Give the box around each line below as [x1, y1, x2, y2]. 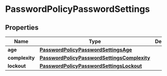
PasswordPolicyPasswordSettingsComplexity [39, 55, 151, 61]
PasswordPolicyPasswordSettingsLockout [39, 63, 142, 69]
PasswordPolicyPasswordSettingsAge [39, 46, 133, 53]
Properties [5, 23, 39, 32]
